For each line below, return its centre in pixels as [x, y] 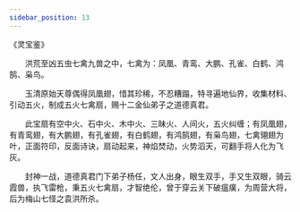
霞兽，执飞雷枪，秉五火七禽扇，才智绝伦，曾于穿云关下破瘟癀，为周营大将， [150, 187]
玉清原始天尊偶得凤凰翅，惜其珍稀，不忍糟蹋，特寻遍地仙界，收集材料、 [158, 93]
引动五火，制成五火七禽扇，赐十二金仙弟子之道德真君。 [111, 105]
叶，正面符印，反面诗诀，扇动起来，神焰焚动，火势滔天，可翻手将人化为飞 [146, 146]
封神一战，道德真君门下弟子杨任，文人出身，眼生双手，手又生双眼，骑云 [158, 176]
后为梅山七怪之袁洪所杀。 [56, 199]
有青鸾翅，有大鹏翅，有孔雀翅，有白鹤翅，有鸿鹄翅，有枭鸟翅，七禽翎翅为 [146, 134]
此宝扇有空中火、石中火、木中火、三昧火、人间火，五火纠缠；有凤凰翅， [158, 123]
